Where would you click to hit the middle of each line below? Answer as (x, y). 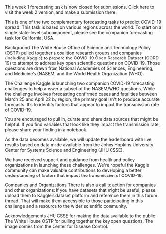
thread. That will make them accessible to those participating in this (74, 201)
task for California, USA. (30, 38)
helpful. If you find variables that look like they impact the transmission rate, (83, 124)
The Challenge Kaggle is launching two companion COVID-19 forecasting (80, 83)
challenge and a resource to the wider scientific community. (66, 206)
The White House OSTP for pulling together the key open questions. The (79, 221)
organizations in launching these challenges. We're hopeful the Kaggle (77, 165)
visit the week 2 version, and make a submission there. (61, 12)
